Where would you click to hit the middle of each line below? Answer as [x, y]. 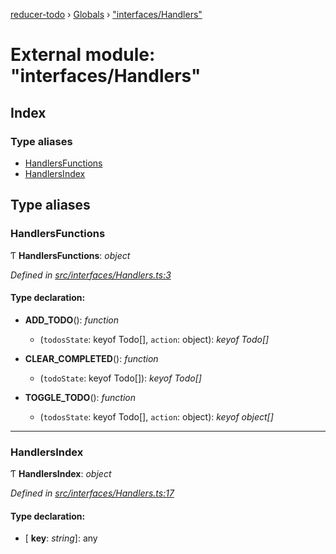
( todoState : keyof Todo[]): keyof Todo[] [120, 378]
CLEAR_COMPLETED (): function [91, 358]
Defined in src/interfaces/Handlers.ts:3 [91, 275]
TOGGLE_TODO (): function [80, 397]
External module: [83, 55]
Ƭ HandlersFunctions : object [70, 255]
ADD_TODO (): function [72, 320]
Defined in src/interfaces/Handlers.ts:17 [92, 493]
